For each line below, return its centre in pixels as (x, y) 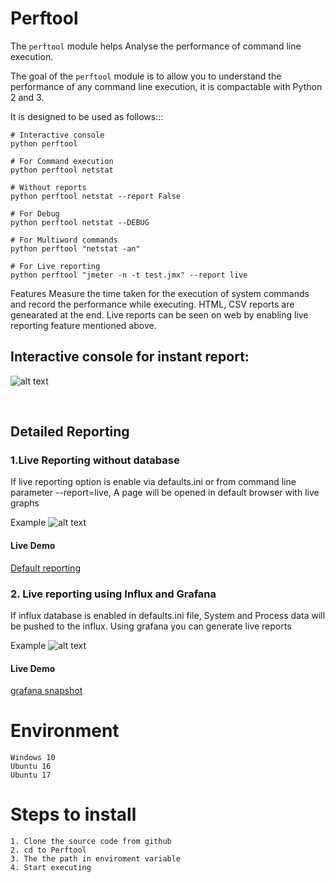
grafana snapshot (46, 691)
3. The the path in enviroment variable (96, 859)
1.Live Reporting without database (95, 460)
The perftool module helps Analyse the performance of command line (156, 46)
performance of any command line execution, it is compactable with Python (166, 86)
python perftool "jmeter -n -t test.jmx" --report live (129, 275)
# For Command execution (62, 161)
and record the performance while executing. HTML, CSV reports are (152, 304)
